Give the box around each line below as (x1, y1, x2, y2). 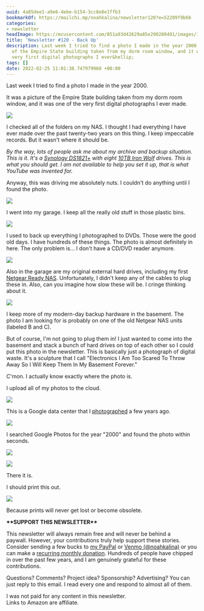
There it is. (6, 472, 33, 479)
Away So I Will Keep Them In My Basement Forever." (6, 361, 138, 368)
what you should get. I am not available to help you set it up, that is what (6, 161, 189, 168)
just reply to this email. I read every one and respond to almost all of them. (6, 581, 192, 588)
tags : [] (6, 60, 29, 66)
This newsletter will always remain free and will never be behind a (6, 530, 171, 538)
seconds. (6, 437, 30, 445)
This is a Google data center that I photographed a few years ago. (6, 408, 171, 415)
